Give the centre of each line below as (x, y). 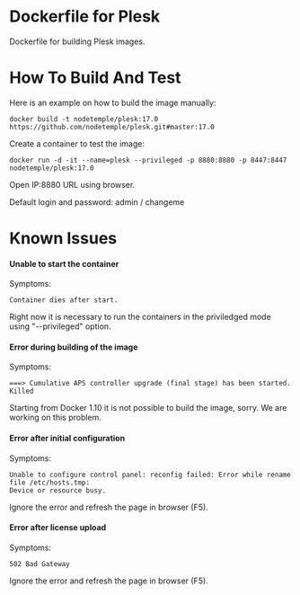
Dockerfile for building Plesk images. (77, 41)
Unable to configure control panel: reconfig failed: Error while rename (150, 475)
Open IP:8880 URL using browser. (72, 184)
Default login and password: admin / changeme (97, 202)
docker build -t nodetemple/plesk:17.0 (84, 119)
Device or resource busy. (57, 490)
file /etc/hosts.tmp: (50, 483)
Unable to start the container (64, 263)
